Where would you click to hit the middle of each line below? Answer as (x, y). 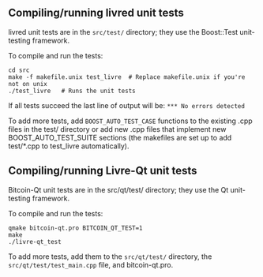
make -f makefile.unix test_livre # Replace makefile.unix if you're (127, 77)
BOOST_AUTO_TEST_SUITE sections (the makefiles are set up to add (120, 137)
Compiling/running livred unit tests (96, 13)
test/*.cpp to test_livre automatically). (69, 146)
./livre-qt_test (35, 241)
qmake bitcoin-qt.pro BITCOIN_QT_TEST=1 (76, 228)
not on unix (28, 84)
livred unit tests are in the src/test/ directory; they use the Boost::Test (123, 32)
